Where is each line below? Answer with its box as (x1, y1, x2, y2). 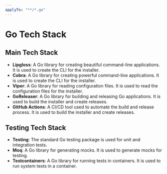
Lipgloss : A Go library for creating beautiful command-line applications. (12, 62, 161, 68)
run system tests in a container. (12, 163, 77, 169)
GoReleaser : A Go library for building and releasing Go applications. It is (12, 93, 161, 99)
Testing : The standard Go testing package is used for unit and (12, 137, 141, 143)
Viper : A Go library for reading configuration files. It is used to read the (12, 83, 158, 88)
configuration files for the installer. (12, 88, 83, 94)
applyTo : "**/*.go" (5, 7, 46, 12)
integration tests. (12, 142, 47, 148)
